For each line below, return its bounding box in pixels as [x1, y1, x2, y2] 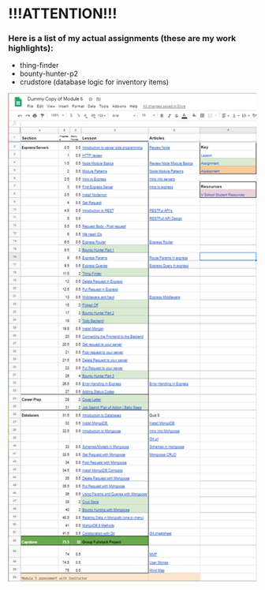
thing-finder [19, 61, 59, 70]
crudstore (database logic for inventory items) [19, 77, 170, 87]
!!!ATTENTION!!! [8, 5, 118, 23]
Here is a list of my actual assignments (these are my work [8, 33, 237, 44]
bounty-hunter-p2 [19, 69, 79, 79]
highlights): [8, 43, 54, 54]
